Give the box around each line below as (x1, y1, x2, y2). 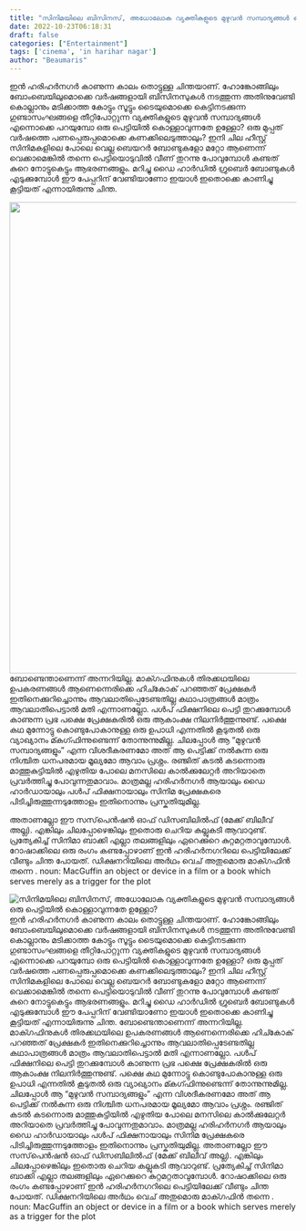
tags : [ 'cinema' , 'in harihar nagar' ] (9, 47, 157, 57)
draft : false (9, 30, 59, 39)
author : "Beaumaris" (9, 56, 88, 65)
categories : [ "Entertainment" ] (9, 38, 128, 48)
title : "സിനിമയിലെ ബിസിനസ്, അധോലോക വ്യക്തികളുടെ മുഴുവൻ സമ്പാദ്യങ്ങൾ (9, 13, 290, 23)
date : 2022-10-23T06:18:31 (9, 22, 112, 31)
